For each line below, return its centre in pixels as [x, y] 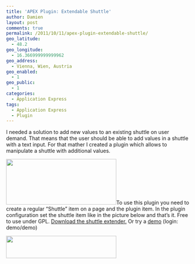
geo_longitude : [25, 50]
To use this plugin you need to [153, 203]
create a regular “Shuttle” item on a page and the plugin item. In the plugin [96, 209]
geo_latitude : [23, 39]
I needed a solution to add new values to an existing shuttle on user [88, 132]
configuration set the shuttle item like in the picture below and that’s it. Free [97, 215]
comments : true [25, 28]
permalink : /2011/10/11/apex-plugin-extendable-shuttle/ [77, 34]
